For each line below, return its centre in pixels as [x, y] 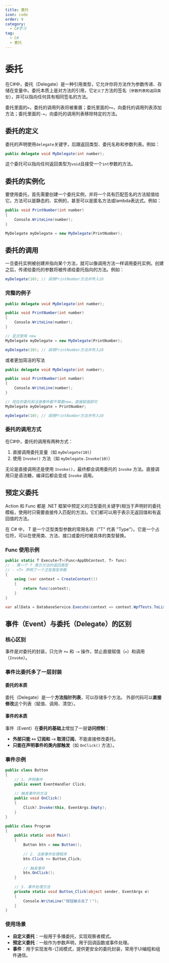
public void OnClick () [38, 798]
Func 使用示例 [22, 549]
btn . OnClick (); [39, 873]
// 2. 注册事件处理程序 [45, 854]
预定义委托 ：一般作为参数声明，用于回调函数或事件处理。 [72, 942]
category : [16, 24]
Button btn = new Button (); [53, 845]
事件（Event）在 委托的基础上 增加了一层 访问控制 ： [57, 728]
